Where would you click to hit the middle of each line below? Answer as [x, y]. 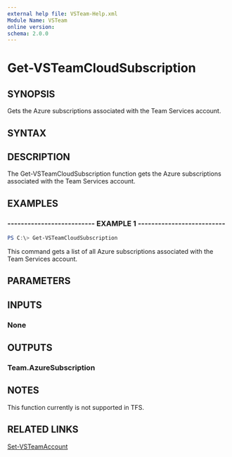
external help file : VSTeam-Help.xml [63, 14]
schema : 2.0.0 [28, 33]
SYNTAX [27, 133]
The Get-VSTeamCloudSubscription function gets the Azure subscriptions [114, 174]
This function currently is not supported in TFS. [76, 407]
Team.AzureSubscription [51, 368]
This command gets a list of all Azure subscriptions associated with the [110, 252]
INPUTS [25, 305]
